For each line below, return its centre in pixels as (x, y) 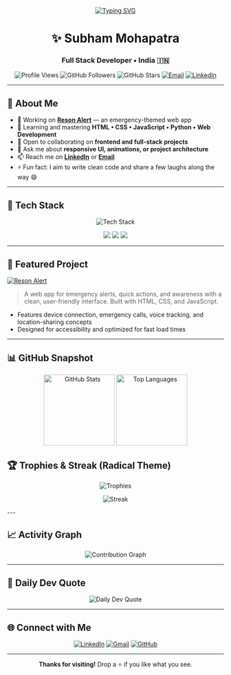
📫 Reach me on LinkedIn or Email (66, 157)
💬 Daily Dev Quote (46, 582)
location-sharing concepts (55, 322)
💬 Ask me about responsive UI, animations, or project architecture (113, 149)
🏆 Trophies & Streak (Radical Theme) (89, 465)
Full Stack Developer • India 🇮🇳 (115, 61)
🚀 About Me (33, 103)
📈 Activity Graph (45, 534)
